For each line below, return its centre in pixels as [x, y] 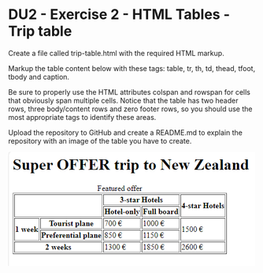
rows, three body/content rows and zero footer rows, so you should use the [130, 109]
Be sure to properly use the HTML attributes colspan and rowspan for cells [129, 92]
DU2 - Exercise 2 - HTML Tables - [119, 15]
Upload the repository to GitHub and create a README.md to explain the [125, 133]
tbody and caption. [39, 77]
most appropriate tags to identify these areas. [82, 117]
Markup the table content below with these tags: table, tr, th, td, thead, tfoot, [132, 68]
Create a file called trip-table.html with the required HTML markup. [116, 53]
